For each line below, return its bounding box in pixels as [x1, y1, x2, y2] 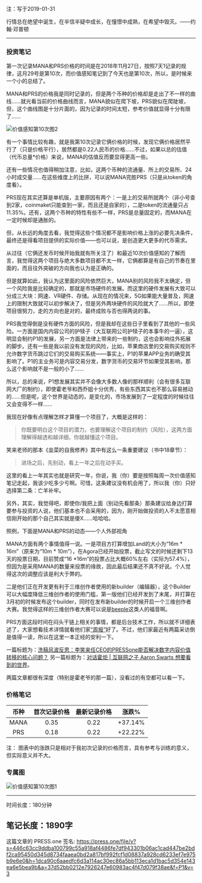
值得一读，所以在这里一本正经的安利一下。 [11, 634, 117, 641]
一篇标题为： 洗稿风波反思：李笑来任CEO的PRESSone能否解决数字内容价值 [6, 646, 191, 653]
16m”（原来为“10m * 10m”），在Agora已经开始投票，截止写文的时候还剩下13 [6, 548, 194, 555]
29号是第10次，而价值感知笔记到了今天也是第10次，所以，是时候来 [26, 70, 192, 77]
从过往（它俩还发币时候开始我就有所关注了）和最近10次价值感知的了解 [6, 249, 180, 257]
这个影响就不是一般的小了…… [11, 365, 84, 373]
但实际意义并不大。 [6, 751, 54, 759]
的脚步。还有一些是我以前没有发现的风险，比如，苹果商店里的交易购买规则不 [6, 343, 196, 350]
